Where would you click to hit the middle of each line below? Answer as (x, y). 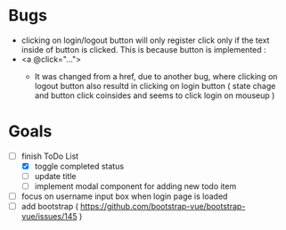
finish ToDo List (50, 156)
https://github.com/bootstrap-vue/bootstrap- (163, 207)
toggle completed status (79, 166)
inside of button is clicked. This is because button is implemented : (143, 49)
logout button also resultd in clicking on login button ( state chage (155, 86)
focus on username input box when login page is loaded (124, 196)
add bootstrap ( (50, 207)
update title (55, 176)
